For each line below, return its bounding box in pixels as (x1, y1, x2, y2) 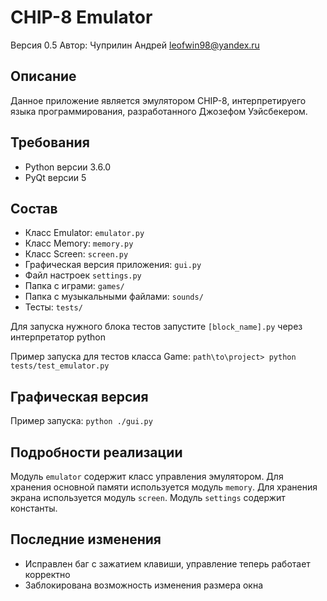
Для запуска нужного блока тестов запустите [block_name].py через (10, 321, 303, 333)
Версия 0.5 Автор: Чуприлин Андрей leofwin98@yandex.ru (10, 39, 260, 51)
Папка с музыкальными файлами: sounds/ (24, 291, 204, 303)
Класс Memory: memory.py (24, 237, 134, 250)
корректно (24, 568, 71, 580)
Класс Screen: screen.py (24, 248, 129, 260)
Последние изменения (10, 531, 162, 548)
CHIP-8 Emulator (10, 6, 153, 29)
